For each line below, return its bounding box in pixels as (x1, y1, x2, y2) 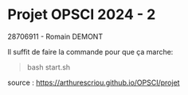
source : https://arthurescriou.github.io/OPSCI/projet (7, 78, 180, 87)
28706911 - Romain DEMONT (7, 32, 104, 41)
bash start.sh (26, 62, 71, 72)
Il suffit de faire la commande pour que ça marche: (7, 47, 174, 56)
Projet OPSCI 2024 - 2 (7, 6, 156, 24)
